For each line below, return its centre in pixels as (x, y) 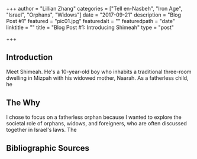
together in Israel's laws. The (41, 129)
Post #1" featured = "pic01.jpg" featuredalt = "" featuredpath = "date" (91, 21)
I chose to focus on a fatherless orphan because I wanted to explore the (94, 117)
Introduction (30, 58)
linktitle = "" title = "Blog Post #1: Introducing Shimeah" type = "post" (90, 27)
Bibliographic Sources (48, 148)
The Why (23, 103)
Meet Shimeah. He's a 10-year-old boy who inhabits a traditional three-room (99, 72)
